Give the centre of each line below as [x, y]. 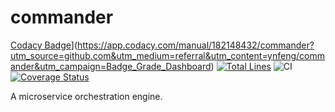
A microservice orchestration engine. [86, 96]
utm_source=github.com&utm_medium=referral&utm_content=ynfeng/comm [167, 55]
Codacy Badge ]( [44, 45]
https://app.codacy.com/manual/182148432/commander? [196, 45]
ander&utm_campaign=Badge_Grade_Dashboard [111, 66]
